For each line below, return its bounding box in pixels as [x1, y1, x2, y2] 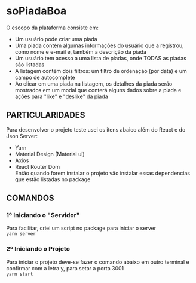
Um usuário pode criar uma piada [14, 35, 97, 42]
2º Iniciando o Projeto [6, 245, 71, 253]
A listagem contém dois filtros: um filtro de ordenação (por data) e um [14, 67, 187, 74]
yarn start [6, 271, 33, 277]
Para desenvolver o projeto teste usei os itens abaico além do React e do [6, 126, 186, 133]
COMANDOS [6, 193, 55, 203]
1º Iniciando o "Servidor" [6, 211, 80, 220]
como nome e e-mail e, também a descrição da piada [14, 48, 146, 55]
